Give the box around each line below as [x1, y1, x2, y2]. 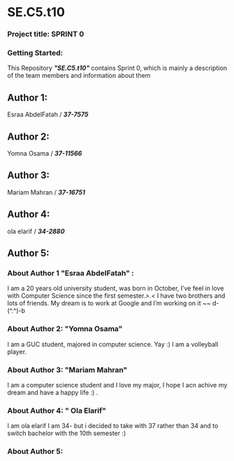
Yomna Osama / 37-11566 [7, 149, 82, 158]
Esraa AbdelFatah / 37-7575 [7, 110, 89, 119]
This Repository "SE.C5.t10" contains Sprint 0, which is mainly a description [7, 64, 227, 72]
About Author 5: [7, 446, 64, 456]
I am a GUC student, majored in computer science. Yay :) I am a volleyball [7, 340, 219, 348]
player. [7, 348, 27, 356]
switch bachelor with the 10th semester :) [7, 429, 126, 438]
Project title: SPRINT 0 [7, 29, 85, 39]
